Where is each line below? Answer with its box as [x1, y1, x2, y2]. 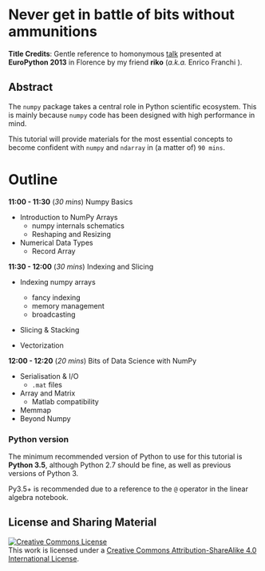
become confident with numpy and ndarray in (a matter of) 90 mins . [8, 142, 226, 152]
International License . [8, 553, 80, 563]
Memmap [19, 405, 52, 415]
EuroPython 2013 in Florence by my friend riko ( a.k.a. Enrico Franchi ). [8, 57, 243, 67]
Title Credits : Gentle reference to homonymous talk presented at [8, 49, 222, 58]
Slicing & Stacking [19, 325, 80, 334]
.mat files [31, 380, 62, 389]
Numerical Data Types [19, 238, 93, 247]
